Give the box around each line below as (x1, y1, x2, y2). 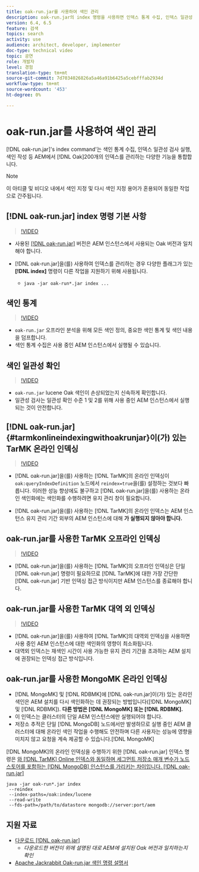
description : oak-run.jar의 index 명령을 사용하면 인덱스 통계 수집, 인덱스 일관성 (6, 14, 193, 20)
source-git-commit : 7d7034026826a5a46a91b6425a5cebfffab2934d (6, 75, 163, 81)
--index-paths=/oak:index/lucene (8, 791, 92, 798)
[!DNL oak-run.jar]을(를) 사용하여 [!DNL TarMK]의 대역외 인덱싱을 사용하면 (14, 632, 190, 639)
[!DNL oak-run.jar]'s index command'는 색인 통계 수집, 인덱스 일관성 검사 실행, (6, 146, 192, 153)
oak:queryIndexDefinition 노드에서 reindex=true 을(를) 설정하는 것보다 (14, 480, 183, 487)
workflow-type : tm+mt (6, 81, 60, 87)
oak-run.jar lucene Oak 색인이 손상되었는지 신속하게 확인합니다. (14, 389, 168, 397)
